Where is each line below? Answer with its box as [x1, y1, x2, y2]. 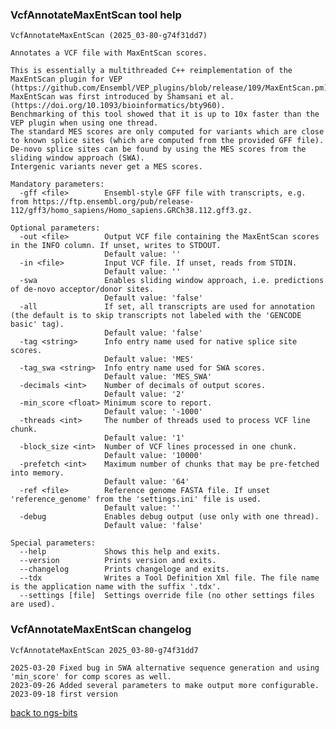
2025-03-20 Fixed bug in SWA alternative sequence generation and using [10, 663, 320, 673]
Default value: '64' [104, 477, 190, 487]
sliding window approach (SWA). [10, 153, 145, 163]
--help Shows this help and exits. [19, 547, 222, 557]
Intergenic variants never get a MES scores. [10, 162, 203, 172]
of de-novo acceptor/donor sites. [10, 284, 155, 295]
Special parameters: [10, 538, 97, 548]
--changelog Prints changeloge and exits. [19, 564, 230, 575]
